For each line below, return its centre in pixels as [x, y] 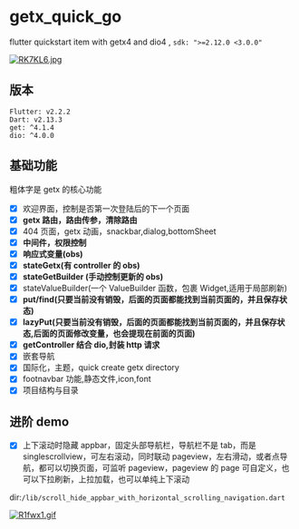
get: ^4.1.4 [32, 127]
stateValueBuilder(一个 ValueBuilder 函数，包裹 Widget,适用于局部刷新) [155, 288]
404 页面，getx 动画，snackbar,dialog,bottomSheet [119, 231]
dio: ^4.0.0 [32, 135]
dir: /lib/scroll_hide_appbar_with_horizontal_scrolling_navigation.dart [147, 497]
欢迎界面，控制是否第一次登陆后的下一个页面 [106, 208]
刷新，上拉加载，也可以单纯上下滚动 [122, 479]
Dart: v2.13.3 [36, 120]
